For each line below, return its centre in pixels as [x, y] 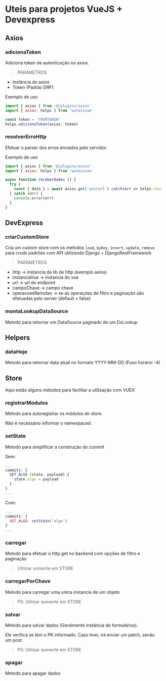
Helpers [18, 338]
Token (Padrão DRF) [33, 87]
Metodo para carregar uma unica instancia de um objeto [62, 592]
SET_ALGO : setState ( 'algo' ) [39, 521]
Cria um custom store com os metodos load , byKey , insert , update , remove [80, 248]
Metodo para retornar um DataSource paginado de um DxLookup [71, 322]
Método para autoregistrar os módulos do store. [54, 414]
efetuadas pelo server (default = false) [51, 299]
